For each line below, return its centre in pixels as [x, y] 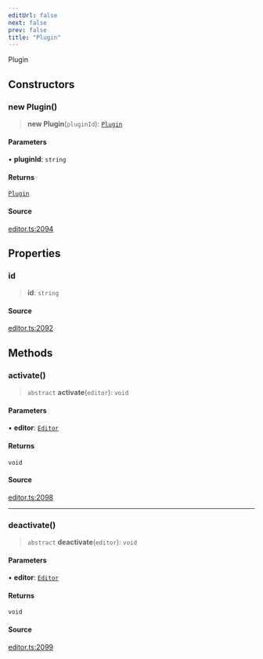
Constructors [41, 84]
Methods [31, 353]
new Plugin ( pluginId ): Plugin [75, 123]
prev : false [27, 30]
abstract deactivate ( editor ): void [82, 542]
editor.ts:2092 [31, 328]
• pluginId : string [37, 159]
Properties [34, 253]
